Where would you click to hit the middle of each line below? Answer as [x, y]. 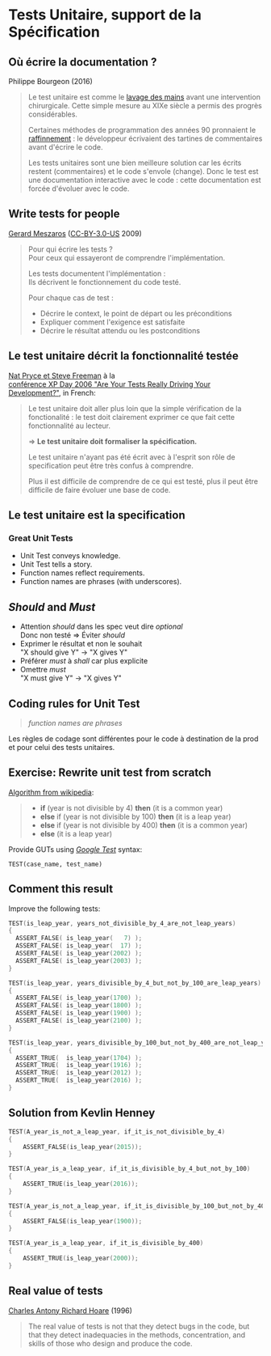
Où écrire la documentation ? [83, 62]
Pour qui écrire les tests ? [70, 249]
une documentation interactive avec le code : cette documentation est [144, 180]
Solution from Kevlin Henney [82, 1113]
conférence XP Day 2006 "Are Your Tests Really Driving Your [110, 384]
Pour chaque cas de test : [71, 298]
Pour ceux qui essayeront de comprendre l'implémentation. [127, 257]
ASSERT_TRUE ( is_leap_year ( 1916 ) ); [79, 1066]
